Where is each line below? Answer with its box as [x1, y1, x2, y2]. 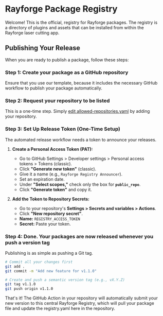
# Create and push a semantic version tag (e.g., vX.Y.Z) [5, 277, 125, 282]
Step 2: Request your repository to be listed [5, 97, 110, 104]
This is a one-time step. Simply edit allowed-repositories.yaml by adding [5, 108, 150, 114]
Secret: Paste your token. [19, 221, 71, 227]
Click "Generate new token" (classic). [19, 166, 96, 172]
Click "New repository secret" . [19, 211, 83, 216]
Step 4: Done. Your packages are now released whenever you [5, 233, 154, 240]
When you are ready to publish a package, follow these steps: [5, 57, 129, 63]
